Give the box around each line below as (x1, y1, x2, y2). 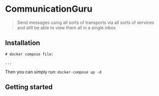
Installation (5, 39, 40, 47)
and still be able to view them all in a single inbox (17, 24, 116, 30)
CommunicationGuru (5, 3, 93, 15)
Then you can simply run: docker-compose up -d (5, 69, 102, 75)
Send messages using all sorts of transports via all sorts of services (17, 19, 155, 25)
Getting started (5, 83, 53, 91)
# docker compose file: (5, 52, 54, 57)
